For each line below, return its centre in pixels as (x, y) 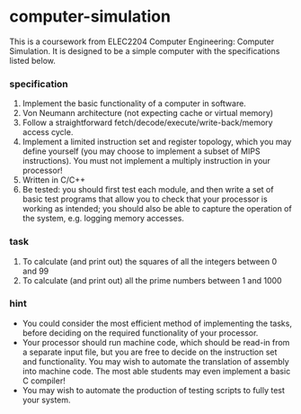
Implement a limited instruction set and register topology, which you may (157, 142)
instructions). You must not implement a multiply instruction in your (146, 161)
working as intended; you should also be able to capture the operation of (157, 209)
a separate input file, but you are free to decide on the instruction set (150, 352)
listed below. (33, 60)
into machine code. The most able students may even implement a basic (156, 371)
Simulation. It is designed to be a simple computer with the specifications (145, 50)
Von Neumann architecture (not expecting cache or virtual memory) (148, 113)
